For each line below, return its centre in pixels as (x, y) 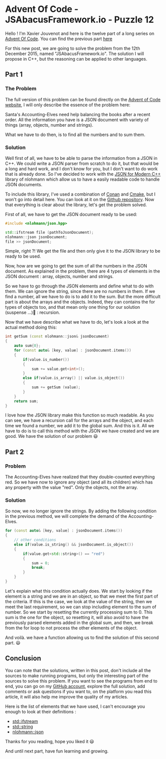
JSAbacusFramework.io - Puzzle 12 (80, 20)
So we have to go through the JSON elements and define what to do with (80, 286)
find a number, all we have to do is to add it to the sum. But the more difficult (83, 297)
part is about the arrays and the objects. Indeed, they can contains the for (80, 302)
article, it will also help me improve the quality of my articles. (67, 696)
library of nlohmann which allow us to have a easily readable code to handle (82, 179)
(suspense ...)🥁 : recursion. (33, 312)
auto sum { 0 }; (27, 346)
